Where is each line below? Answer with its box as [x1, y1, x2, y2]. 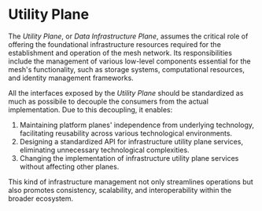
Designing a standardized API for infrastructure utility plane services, [19, 136, 244, 146]
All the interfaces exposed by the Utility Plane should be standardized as [8, 88, 244, 97]
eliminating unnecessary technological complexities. [19, 145, 190, 155]
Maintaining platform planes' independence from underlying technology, [19, 120, 254, 129]
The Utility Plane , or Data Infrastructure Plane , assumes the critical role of [8, 31, 249, 41]
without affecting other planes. [19, 162, 120, 171]
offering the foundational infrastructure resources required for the [8, 39, 222, 49]
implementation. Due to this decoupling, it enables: [8, 104, 173, 115]
